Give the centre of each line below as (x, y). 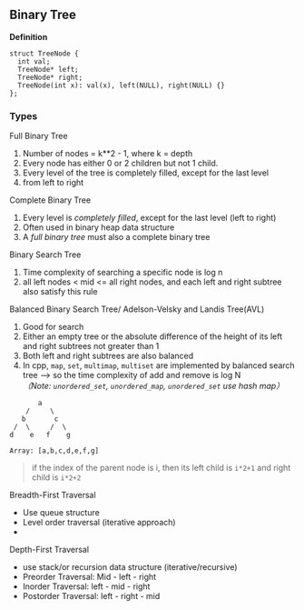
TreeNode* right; (50, 77)
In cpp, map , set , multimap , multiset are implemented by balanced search (158, 365)
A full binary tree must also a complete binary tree (116, 237)
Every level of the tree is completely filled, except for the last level (146, 173)
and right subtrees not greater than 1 (91, 346)
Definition (29, 36)
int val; (34, 61)
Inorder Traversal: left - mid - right (86, 586)
